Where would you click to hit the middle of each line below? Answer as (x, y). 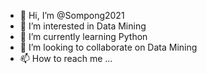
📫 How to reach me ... (66, 58)
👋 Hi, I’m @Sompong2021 (72, 15)
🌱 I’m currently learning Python (83, 36)
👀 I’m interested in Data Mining (83, 26)
